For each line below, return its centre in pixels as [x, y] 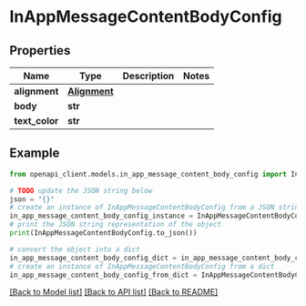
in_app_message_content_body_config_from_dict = [103, 275]
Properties [40, 51]
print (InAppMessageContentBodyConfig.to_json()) [103, 233]
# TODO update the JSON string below [81, 190]
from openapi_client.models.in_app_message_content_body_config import [148, 174]
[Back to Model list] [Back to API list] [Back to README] [114, 292]
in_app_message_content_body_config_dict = [93, 258]
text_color [36, 121]
